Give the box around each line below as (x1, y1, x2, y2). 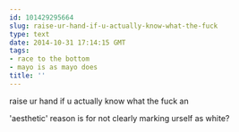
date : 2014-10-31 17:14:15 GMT (9, 37, 126, 47)
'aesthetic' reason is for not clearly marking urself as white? (9, 112, 230, 123)
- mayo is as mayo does (9, 63, 98, 72)
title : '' (9, 71, 47, 80)
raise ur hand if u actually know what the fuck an (9, 95, 190, 106)
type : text (9, 29, 50, 38)
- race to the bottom (9, 54, 90, 63)
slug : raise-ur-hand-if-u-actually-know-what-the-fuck (9, 21, 218, 30)
